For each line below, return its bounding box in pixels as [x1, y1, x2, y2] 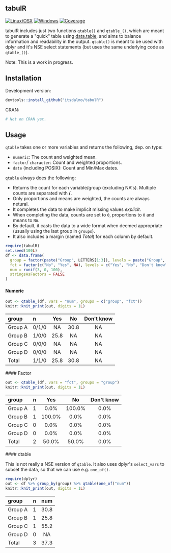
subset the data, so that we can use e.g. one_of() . [5, 466, 110, 472]
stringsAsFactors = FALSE [10, 272, 65, 277]
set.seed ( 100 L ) [5, 248, 38, 253]
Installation [5, 74, 42, 83]
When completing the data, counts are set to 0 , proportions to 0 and [12, 212, 155, 218]
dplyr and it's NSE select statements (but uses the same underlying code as [5, 43, 164, 50]
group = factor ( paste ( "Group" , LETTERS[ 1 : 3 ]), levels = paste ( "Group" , [10, 257, 165, 262]
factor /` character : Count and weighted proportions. [12, 159, 122, 165]
